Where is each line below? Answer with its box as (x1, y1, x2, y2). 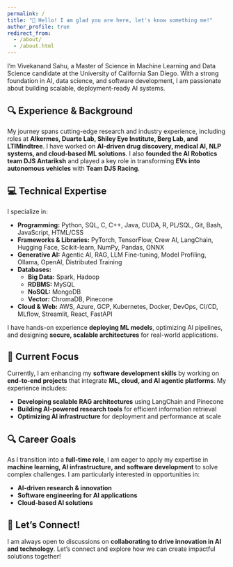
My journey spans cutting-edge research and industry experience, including (7, 127, 226, 135)
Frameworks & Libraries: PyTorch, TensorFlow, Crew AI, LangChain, (17, 235, 214, 244)
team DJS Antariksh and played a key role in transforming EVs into (7, 156, 200, 165)
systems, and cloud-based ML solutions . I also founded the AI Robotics (7, 149, 218, 158)
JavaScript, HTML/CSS (17, 228, 84, 236)
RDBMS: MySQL (27, 280, 75, 288)
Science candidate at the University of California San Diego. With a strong (7, 69, 219, 77)
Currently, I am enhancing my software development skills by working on (7, 369, 219, 377)
